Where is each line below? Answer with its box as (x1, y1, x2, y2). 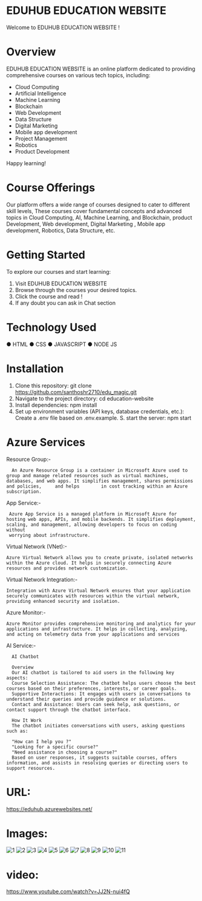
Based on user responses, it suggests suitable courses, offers (11, 754, 177, 761)
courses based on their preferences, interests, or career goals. (6, 685, 177, 692)
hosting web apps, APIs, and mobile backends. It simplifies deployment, (6, 516, 197, 522)
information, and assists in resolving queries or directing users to (6, 760, 188, 766)
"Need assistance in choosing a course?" (11, 749, 118, 755)
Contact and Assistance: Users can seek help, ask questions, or (11, 701, 180, 707)
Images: (6, 826, 48, 840)
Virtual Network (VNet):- (6, 543, 68, 550)
